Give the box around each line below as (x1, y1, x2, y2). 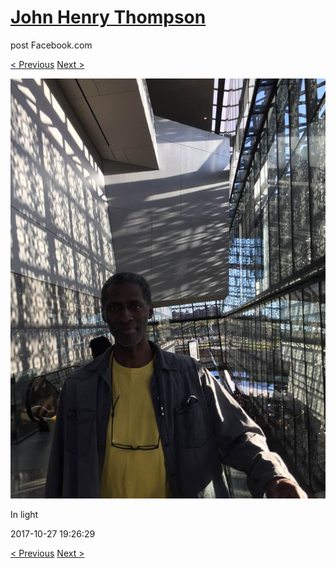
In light (10, 508, 39, 520)
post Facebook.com (10, 39, 93, 51)
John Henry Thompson (10, 6, 207, 29)
